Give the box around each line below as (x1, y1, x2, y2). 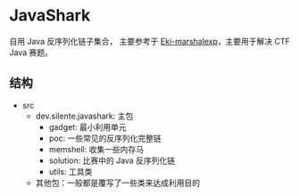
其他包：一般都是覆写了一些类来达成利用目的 (35, 177, 201, 188)
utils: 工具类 (48, 166, 93, 176)
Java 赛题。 (9, 46, 54, 58)
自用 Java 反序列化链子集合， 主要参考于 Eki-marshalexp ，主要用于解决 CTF (9, 36, 290, 46)
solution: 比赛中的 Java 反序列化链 (48, 155, 176, 166)
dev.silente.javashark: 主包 (35, 110, 134, 121)
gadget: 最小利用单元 (48, 121, 127, 132)
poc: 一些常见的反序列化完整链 (48, 133, 162, 143)
